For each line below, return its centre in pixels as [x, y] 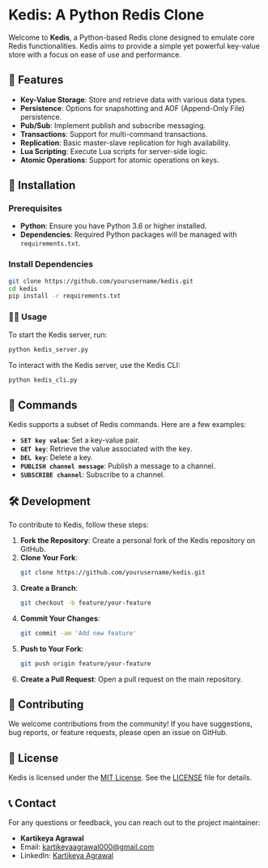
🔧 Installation [42, 185]
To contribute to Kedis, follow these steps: [79, 525]
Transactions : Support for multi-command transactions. [114, 134]
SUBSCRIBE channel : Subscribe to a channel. [93, 475]
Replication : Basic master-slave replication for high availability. [125, 143]
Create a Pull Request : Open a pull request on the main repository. [131, 679]
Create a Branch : [49, 588]
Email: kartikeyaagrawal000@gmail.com [87, 847]
